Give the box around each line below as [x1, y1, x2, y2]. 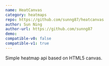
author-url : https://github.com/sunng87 [5, 27, 93, 32]
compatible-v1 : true [5, 41, 50, 46]
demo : [5, 31, 17, 36]
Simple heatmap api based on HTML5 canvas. [5, 55, 102, 61]
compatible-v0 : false [5, 36, 52, 41]
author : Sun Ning [5, 21, 42, 27]
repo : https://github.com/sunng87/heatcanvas [5, 17, 104, 22]
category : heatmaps [5, 12, 47, 17]
